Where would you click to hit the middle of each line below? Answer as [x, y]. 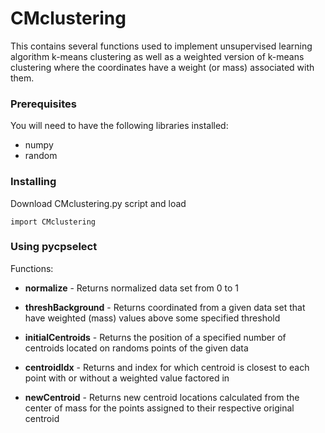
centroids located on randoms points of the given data [136, 348]
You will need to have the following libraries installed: [119, 126]
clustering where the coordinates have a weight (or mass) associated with [162, 67]
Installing [33, 182]
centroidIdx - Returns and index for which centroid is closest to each [167, 367]
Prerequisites [43, 104]
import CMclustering [53, 222]
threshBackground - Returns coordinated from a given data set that [165, 307]
